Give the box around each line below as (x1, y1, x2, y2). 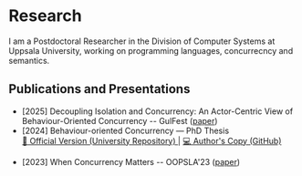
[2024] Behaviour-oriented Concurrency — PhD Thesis (21, 125, 230, 136)
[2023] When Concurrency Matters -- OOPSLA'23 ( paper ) (21, 156, 241, 167)
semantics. (8, 55, 50, 66)
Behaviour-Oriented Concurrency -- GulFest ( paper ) (21, 115, 218, 126)
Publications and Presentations (8, 81, 191, 97)
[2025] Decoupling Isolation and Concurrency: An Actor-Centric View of (21, 106, 294, 117)
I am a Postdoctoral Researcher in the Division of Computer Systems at (8, 36, 276, 47)
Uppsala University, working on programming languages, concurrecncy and (8, 45, 294, 56)
